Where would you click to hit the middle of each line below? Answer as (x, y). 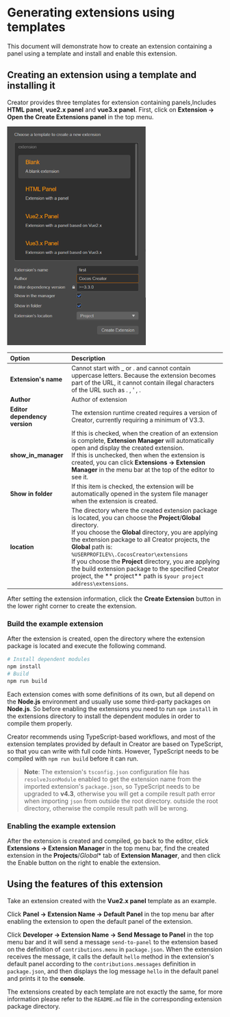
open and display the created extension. (128, 448)
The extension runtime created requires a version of (144, 413)
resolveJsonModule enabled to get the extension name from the (113, 779)
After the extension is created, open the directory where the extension (106, 638)
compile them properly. (40, 723)
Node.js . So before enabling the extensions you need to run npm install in (113, 708)
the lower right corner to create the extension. (72, 606)
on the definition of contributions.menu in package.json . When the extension (115, 949)
